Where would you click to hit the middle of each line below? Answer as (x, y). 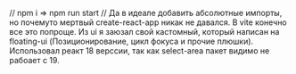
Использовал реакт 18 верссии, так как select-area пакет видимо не (140, 51)
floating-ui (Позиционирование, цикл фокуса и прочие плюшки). (132, 41)
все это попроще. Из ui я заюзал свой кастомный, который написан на (144, 32)
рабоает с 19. (34, 60)
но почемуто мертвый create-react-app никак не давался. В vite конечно (148, 22)
